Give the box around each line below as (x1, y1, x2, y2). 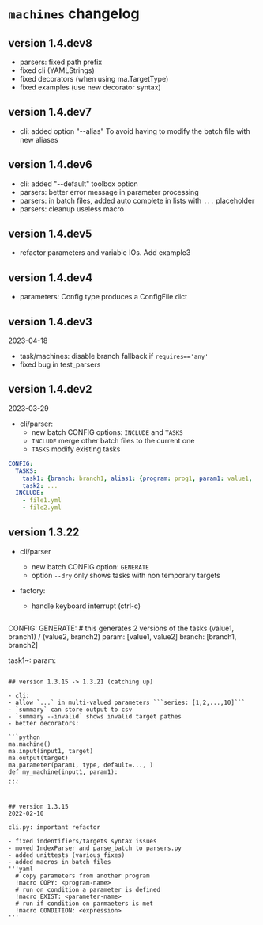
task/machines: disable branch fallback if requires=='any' (19, 352, 209, 361)
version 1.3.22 (8, 526, 80, 539)
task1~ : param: (8, 655, 57, 665)
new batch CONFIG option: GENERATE (31, 561, 150, 571)
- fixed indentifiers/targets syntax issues (8, 837, 157, 845)
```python (8, 733, 41, 741)
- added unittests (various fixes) (8, 851, 126, 859)
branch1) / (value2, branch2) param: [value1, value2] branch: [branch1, (8, 631, 237, 641)
